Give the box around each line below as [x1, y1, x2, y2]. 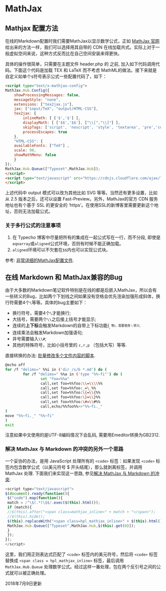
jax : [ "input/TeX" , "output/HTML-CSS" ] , [14, 106, 98, 112]
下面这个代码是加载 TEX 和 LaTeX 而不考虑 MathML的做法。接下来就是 [13, 67, 157, 73]
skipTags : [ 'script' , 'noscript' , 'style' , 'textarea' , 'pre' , [23, 125, 156, 130]
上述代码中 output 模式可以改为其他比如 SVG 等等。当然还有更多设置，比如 [5, 190, 158, 196]
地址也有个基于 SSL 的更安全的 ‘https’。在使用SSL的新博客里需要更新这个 [5, 202, 155, 208]
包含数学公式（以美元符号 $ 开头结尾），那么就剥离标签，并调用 [13, 464, 142, 470]
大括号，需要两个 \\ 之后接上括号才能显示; [12, 316, 96, 323]
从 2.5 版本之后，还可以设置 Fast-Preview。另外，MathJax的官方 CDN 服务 [5, 196, 158, 202]
